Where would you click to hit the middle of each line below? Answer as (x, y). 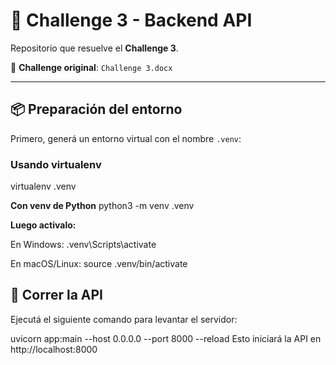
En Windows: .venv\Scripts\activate (83, 245)
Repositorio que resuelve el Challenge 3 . (94, 48)
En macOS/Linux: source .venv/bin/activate (99, 264)
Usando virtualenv (56, 164)
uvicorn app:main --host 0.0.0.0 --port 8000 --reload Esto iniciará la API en (166, 338)
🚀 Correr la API (56, 295)
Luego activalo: (43, 225)
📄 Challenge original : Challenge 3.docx (91, 67)
